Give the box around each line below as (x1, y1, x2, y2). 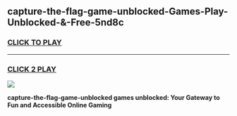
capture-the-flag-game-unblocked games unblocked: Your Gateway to (7, 93, 220, 101)
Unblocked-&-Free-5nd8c (7, 17, 125, 29)
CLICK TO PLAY (7, 38, 62, 48)
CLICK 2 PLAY (7, 64, 56, 74)
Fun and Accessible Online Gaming (7, 101, 112, 109)
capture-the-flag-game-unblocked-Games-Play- (7, 6, 229, 18)
